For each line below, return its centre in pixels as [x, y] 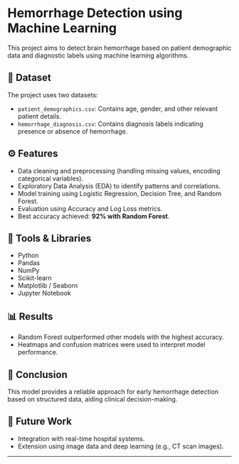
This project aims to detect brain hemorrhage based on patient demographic [119, 48]
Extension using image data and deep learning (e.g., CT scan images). [121, 446]
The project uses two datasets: [53, 95]
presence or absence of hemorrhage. [73, 131]
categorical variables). [51, 178]
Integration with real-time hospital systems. [81, 438]
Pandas [29, 263]
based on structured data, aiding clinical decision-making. [92, 399]
